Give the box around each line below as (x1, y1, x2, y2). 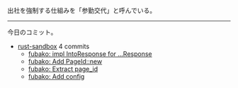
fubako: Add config (28, 72, 85, 80)
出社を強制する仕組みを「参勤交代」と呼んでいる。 (7, 6, 157, 14)
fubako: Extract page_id (28, 65, 98, 73)
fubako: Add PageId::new (28, 57, 103, 65)
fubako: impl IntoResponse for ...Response (28, 50, 152, 58)
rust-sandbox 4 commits (17, 42, 90, 50)
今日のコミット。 (7, 28, 57, 36)
